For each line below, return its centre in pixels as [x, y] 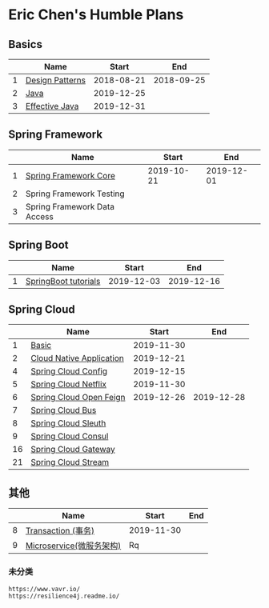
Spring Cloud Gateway [73, 450]
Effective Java [52, 106]
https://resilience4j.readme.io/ [64, 596]
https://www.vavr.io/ [44, 589]
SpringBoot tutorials [63, 281]
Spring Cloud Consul [70, 436]
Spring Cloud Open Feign [78, 398]
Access [39, 216]
